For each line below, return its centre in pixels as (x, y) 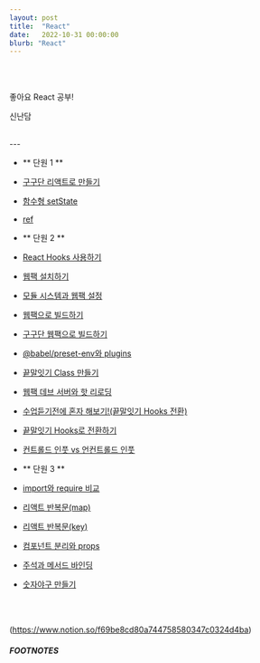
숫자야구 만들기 (49, 584)
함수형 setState (50, 201)
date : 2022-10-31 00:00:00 (64, 34)
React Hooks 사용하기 (62, 257)
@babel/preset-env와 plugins (77, 353)
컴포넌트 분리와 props (61, 546)
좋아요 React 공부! (42, 97)
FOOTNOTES (34, 650)
